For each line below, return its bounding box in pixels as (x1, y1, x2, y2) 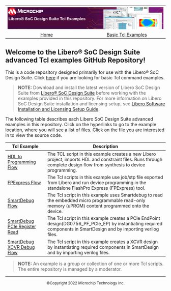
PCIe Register (7, 223, 37, 229)
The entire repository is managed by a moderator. (17, 266, 122, 272)
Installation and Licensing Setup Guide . (17, 106, 100, 112)
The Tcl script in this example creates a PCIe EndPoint (47, 215, 160, 221)
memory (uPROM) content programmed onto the (47, 203, 149, 209)
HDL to (7, 154, 22, 160)
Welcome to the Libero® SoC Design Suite (5, 48, 140, 56)
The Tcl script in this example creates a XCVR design (47, 239, 158, 245)
